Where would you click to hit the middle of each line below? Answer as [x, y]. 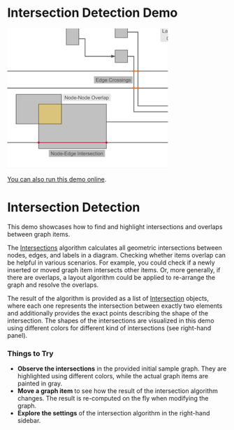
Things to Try [30, 353]
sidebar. [29, 421]
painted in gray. [40, 384]
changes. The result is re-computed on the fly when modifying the [113, 399]
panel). [17, 335]
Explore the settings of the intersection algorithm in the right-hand [114, 413]
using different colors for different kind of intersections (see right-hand [109, 328]
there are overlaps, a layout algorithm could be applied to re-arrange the [111, 277]
